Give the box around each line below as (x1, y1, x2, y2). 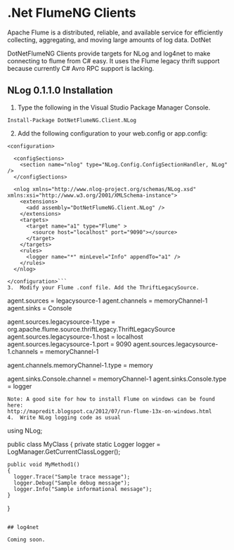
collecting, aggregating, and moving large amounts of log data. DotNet (7, 35, 212, 44)
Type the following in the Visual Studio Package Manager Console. (17, 103, 211, 112)
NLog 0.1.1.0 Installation (7, 84, 114, 96)
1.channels (7, 347, 39, 355)
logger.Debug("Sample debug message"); (13, 479, 131, 486)
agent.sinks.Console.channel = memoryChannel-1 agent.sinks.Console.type (7, 374, 227, 383)
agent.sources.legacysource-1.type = (7, 317, 116, 326)
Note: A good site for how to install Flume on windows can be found (7, 395, 216, 402)
